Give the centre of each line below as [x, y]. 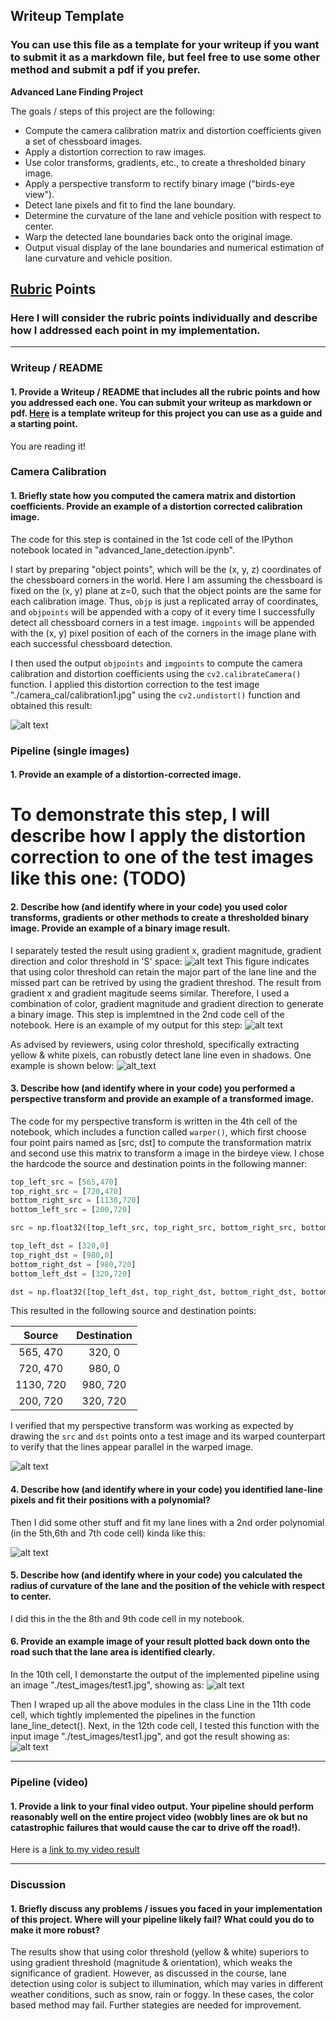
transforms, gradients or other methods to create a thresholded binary [160, 917]
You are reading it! [48, 446]
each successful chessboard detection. [91, 643]
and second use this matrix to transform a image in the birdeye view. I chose [167, 1153]
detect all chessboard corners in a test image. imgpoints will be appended [162, 622]
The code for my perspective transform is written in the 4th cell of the [154, 1121]
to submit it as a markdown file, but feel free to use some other [165, 57]
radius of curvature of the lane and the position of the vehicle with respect [167, 1586]
